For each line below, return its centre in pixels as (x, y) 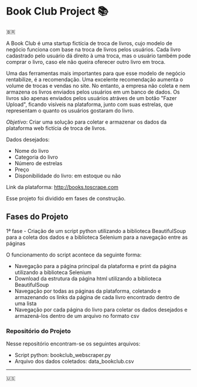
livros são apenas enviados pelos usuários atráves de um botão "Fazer (91, 98)
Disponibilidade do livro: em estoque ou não (68, 176)
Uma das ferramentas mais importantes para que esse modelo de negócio (96, 73)
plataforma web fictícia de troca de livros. (56, 128)
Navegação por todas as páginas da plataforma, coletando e (88, 291)
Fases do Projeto (37, 217)
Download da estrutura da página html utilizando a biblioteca (88, 278)
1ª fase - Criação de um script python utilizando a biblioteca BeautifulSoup (96, 231)
